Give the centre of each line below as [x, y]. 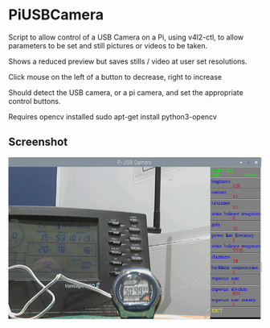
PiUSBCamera [56, 15]
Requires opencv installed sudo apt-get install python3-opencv [112, 116]
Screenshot [38, 142]
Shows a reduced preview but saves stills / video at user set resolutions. [128, 61]
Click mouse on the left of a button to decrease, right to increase [115, 77]
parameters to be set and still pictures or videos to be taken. [108, 45]
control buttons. [35, 101]
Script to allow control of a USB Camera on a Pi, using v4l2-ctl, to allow [126, 37]
